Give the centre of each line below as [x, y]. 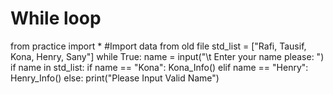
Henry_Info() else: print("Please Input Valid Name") [115, 78]
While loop [56, 18]
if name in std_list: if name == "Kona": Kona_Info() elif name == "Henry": [159, 67]
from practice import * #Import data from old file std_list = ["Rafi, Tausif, [158, 46]
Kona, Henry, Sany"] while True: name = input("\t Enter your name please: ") [167, 56]
